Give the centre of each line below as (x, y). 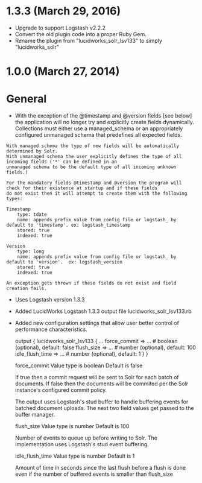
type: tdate (32, 215)
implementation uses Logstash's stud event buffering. (82, 444)
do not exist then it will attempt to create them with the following (97, 194)
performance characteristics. (51, 329)
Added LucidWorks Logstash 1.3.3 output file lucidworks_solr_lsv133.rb (103, 311)
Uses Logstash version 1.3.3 (50, 300)
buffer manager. (35, 415)
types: (14, 199)
